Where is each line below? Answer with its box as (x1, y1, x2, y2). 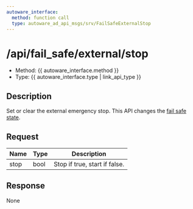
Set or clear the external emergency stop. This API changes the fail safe (6, 108, 187, 115)
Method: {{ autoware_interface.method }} (15, 67, 119, 74)
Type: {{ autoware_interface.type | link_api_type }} (15, 73, 141, 81)
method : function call (12, 15, 69, 21)
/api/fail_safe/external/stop (6, 46, 149, 61)
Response (6, 181, 46, 191)
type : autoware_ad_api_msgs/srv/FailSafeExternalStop (12, 20, 151, 26)
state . (6, 114, 21, 121)
